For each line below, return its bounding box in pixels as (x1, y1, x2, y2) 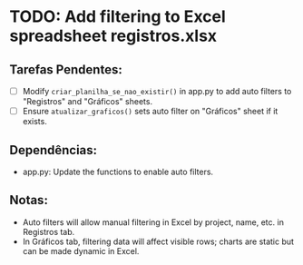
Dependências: (9, 142, 98, 158)
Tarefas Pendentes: (9, 62, 122, 77)
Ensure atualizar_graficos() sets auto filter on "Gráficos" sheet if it (22, 106, 279, 117)
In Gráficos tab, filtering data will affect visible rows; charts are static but (22, 236, 295, 247)
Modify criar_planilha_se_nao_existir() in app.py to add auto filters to (22, 86, 292, 96)
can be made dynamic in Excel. (22, 245, 140, 256)
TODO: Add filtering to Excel (9, 6, 227, 27)
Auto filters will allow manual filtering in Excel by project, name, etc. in (22, 216, 284, 228)
